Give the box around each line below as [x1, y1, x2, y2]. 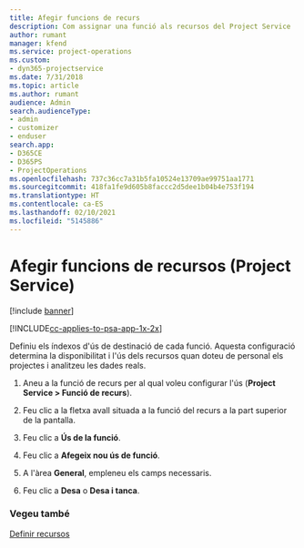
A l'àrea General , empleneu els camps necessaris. [22, 467, 212, 478]
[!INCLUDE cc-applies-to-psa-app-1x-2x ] [9, 322, 163, 333]
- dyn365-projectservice [9, 65, 104, 74]
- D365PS [9, 157, 43, 167]
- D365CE [9, 148, 43, 157]
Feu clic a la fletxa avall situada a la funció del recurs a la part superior [22, 404, 288, 415]
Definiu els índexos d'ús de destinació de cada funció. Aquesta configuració [9, 340, 296, 351]
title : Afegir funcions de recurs [9, 13, 141, 23]
